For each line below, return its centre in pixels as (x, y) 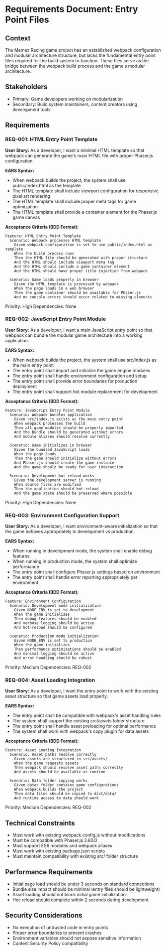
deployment (25, 386)
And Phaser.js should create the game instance (64, 463)
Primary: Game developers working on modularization (68, 99)
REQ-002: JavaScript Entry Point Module (56, 319)
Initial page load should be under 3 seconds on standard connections (83, 884)
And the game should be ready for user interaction (69, 467)
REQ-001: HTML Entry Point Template (51, 139)
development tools (31, 109)
